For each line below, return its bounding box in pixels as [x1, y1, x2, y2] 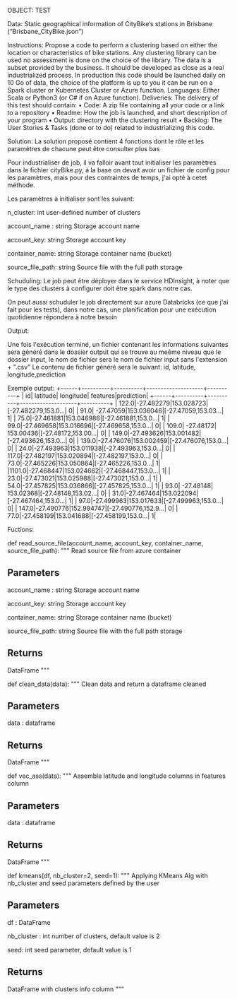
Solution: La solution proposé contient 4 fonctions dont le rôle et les [7, 137, 205, 146]
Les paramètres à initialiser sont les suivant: [7, 194, 135, 203]
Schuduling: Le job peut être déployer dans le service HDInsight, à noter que [7, 277, 230, 285]
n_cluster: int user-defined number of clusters [7, 208, 141, 216]
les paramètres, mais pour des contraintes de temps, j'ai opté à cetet [7, 173, 207, 182]
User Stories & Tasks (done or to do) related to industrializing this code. [7, 124, 215, 131]
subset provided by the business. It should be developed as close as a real [7, 64, 224, 71]
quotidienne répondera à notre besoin [7, 313, 118, 321]
